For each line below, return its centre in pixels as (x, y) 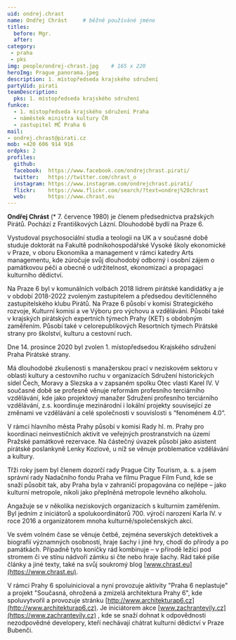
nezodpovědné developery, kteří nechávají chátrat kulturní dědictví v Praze (116, 623)
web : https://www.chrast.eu (64, 197)
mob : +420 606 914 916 (40, 145)
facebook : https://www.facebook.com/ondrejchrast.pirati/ (102, 170)
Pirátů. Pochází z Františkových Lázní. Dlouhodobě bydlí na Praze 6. (106, 224)
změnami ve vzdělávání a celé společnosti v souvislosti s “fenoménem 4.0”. (117, 413)
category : (22, 46)
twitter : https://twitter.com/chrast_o (75, 177)
